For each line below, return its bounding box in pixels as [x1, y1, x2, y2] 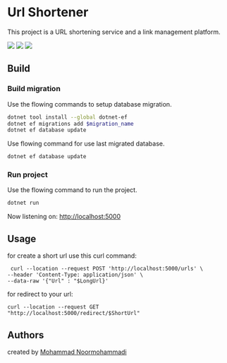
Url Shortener [7, 4, 89, 20]
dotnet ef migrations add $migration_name [7, 120, 134, 127]
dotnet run [7, 199, 39, 207]
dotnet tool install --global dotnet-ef [7, 114, 128, 121]
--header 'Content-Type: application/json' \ [7, 271, 143, 279]
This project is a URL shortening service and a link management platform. [7, 28, 221, 36]
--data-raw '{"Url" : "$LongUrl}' [7, 278, 109, 285]
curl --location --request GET [7, 304, 99, 311]
